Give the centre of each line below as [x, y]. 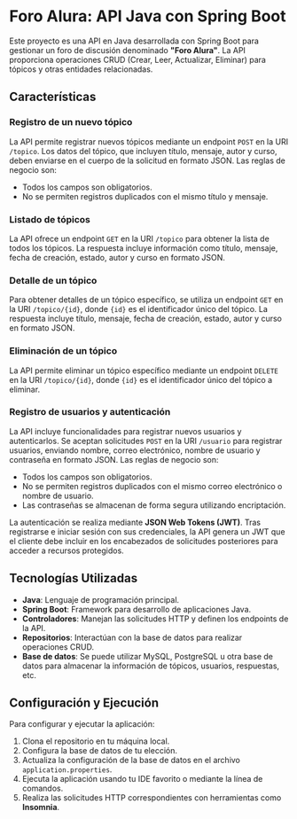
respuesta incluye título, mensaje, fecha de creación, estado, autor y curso [145, 319]
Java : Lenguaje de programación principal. [101, 599]
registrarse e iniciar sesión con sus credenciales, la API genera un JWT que [147, 531]
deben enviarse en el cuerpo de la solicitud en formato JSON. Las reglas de [147, 160]
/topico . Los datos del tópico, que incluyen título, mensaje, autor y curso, [143, 151]
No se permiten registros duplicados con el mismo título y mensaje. [145, 196]
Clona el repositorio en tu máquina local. [96, 741]
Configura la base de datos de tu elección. [99, 751]
